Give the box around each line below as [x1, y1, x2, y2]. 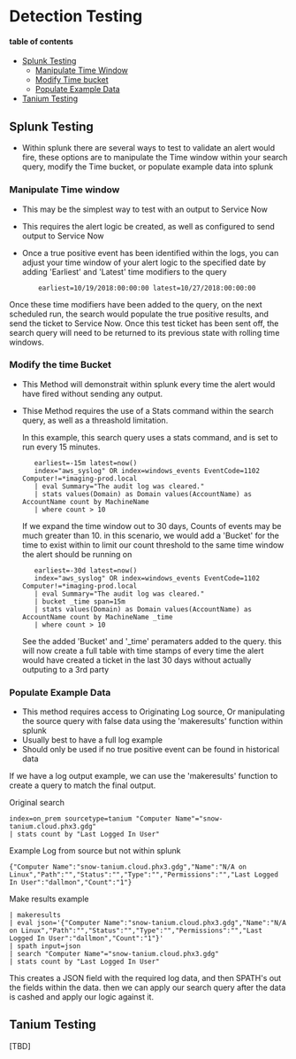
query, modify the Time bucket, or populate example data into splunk [21, 161, 274, 172]
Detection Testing [9, 6, 143, 27]
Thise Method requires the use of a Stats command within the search [21, 405, 274, 416]
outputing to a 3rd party [21, 664, 110, 674]
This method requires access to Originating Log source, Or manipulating [21, 706, 285, 717]
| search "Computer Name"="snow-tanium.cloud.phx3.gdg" [9, 950, 219, 959]
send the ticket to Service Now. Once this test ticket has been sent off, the [9, 317, 279, 329]
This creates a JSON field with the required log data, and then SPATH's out [9, 973, 282, 984]
